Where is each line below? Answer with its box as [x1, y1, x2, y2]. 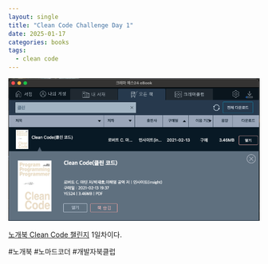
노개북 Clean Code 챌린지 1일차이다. [8, 230, 122, 239]
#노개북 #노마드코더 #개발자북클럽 [8, 246, 116, 256]
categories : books [8, 38, 69, 46]
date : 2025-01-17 [8, 30, 66, 37]
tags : [8, 46, 26, 55]
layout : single [8, 13, 59, 21]
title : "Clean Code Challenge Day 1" [8, 21, 134, 30]
